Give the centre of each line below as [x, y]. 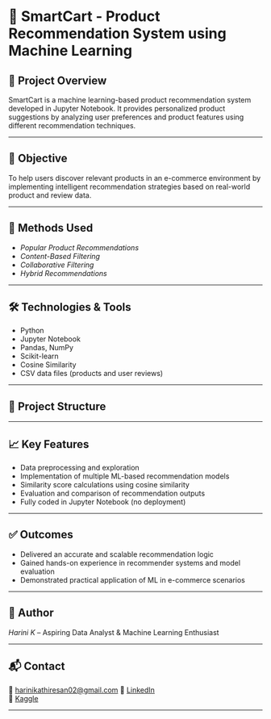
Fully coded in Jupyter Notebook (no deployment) [103, 502]
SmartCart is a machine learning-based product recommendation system [130, 100]
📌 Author [31, 613]
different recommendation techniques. [72, 125]
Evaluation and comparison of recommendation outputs [113, 493]
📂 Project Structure [57, 406]
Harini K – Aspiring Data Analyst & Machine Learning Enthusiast [114, 632]
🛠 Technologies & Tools [70, 307]
